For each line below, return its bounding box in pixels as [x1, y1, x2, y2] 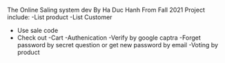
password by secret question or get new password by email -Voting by [17, 41, 219, 49]
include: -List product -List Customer [7, 13, 112, 21]
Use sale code [17, 27, 59, 34]
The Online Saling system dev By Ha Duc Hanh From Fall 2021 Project [7, 6, 205, 14]
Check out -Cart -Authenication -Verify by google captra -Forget [17, 34, 202, 42]
